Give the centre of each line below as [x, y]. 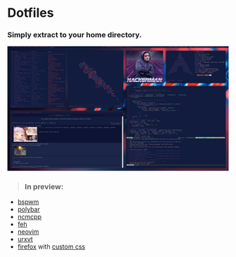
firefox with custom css [51, 246]
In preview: [44, 186]
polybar [28, 209]
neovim [28, 232]
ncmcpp [29, 217]
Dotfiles [31, 13]
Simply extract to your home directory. [74, 35]
